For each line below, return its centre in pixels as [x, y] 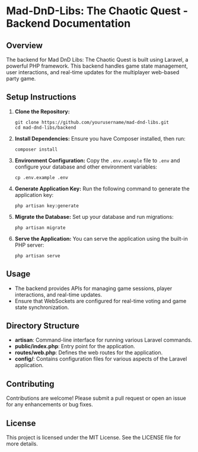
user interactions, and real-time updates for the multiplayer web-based [93, 72]
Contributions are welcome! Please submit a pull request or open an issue [96, 398]
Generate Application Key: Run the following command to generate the [102, 189]
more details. [22, 444]
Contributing [30, 384]
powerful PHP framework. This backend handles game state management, [97, 66]
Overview [25, 45]
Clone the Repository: [42, 112]
